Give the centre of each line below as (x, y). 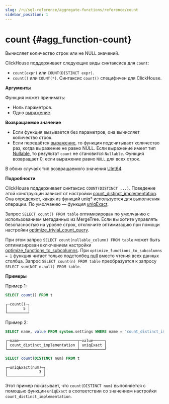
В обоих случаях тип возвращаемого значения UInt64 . (64, 169)
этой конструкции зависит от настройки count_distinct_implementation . (81, 194)
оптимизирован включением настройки (48, 245)
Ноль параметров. (32, 107)
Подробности (20, 179)
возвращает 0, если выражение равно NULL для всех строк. (76, 159)
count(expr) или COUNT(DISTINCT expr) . (53, 73)
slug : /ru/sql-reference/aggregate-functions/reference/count (72, 10)
